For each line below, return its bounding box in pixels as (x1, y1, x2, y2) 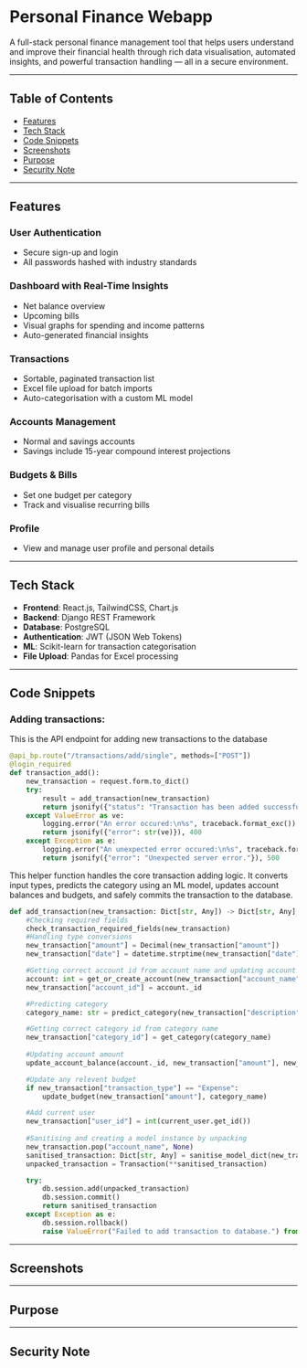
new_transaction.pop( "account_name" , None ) (26, 1142, 195, 1151)
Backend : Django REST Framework (22, 611, 155, 622)
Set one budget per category (22, 489, 132, 500)
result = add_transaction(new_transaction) (42, 793, 210, 803)
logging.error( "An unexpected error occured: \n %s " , (42, 845, 244, 854)
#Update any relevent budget (26, 1075, 137, 1084)
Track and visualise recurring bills (22, 499, 151, 510)
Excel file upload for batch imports (22, 383, 153, 394)
